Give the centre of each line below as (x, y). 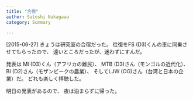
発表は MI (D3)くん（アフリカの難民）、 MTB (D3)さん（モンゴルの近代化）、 (97, 64)
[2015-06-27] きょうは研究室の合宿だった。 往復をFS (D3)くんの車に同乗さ (97, 45)
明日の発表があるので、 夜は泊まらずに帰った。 (63, 91)
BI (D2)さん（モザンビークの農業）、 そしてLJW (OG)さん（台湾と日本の (92, 72)
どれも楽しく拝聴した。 (56, 78)
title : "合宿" (23, 11)
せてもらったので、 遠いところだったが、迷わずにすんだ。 (76, 52)
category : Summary (28, 22)
